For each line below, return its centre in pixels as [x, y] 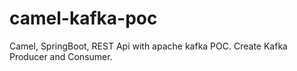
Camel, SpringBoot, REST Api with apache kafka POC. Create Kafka [148, 46]
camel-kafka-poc [83, 18]
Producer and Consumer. [61, 56]
